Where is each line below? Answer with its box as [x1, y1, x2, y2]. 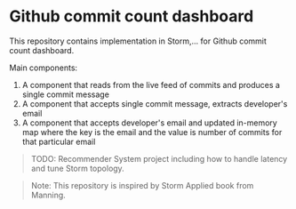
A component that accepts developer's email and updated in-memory [21, 117, 277, 128]
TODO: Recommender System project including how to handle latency [30, 153, 288, 164]
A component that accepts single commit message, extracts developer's [21, 98, 288, 109]
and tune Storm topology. [30, 163, 124, 173]
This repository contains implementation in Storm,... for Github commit [9, 36, 267, 46]
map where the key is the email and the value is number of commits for [21, 126, 283, 137]
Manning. [30, 189, 67, 200]
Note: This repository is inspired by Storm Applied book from [30, 180, 254, 190]
